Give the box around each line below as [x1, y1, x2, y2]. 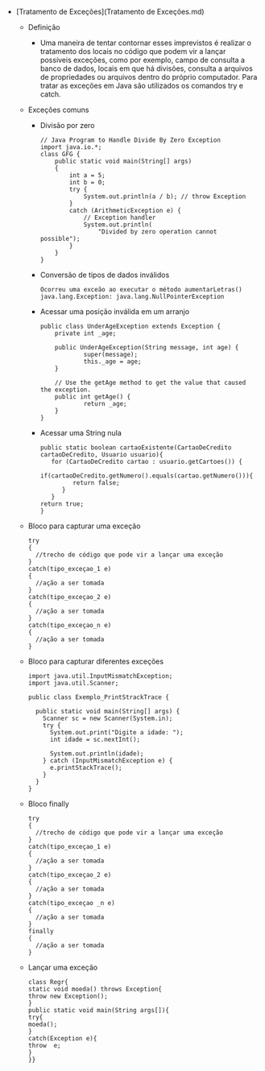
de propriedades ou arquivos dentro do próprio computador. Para [39, 72, 258, 81]
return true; [39, 500, 85, 508]
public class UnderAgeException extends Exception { [39, 322, 222, 330]
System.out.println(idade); [49, 750, 144, 758]
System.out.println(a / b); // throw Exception [83, 192, 246, 201]
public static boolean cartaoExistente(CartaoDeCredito [39, 444, 232, 452]
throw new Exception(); [27, 992, 109, 1000]
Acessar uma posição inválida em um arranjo [39, 307, 190, 316]
